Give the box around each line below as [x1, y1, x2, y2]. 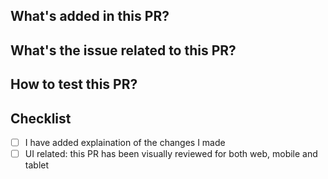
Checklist [10, 110, 72, 127]
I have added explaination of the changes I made [24, 136, 226, 148]
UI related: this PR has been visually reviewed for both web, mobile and [24, 148, 318, 160]
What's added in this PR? [10, 8, 170, 25]
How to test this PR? [10, 76, 138, 93]
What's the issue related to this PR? [10, 42, 237, 59]
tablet [24, 159, 50, 171]
